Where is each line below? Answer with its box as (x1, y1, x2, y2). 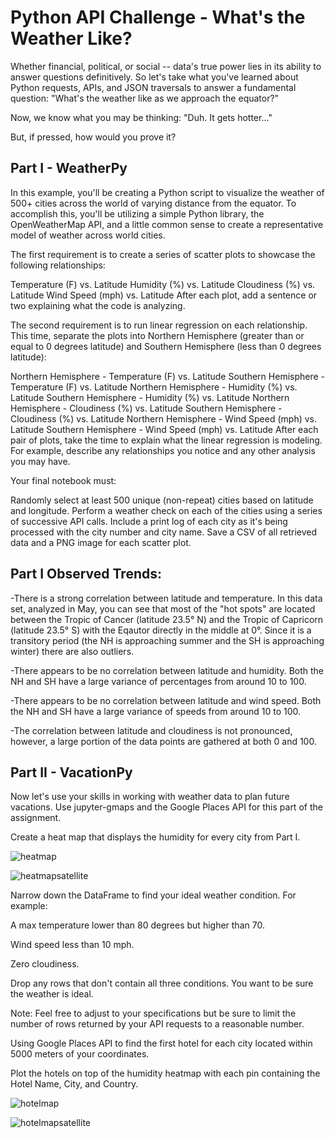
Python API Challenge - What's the (10, 6, 306, 29)
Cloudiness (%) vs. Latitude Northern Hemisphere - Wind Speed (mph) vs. (10, 412, 318, 425)
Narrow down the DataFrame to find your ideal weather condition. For (10, 889, 297, 901)
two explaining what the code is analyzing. (10, 299, 186, 311)
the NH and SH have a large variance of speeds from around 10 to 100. (10, 705, 302, 717)
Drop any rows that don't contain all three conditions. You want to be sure (10, 977, 314, 990)
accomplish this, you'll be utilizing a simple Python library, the (10, 207, 265, 220)
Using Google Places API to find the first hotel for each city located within (10, 1037, 313, 1050)
